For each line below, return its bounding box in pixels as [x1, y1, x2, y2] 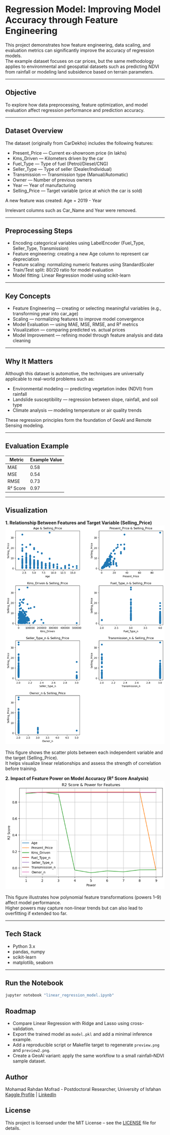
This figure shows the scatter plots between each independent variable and [5, 749, 163, 755]
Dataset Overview [5, 127, 63, 135]
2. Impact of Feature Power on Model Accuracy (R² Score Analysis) [5, 775, 149, 781]
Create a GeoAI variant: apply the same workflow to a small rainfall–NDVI [12, 1053, 164, 1059]
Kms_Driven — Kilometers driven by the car [12, 155, 104, 161]
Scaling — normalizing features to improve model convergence [12, 316, 144, 322]
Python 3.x [12, 943, 35, 949]
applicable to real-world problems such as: [5, 376, 95, 382]
